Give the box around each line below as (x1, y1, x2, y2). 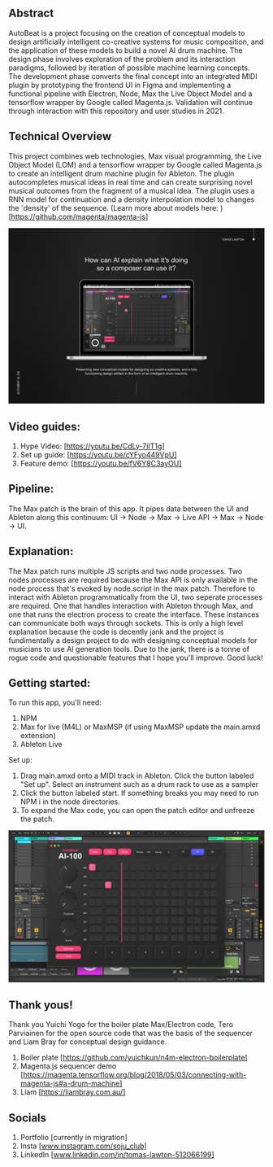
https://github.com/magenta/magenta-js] (11, 212, 149, 221)
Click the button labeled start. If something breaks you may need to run (19, 789, 259, 798)
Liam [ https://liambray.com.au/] (19, 1087, 126, 1097)
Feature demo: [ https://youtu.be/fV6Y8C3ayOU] (19, 458, 182, 468)
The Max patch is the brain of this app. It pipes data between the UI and (8, 504, 249, 514)
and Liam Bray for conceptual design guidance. (8, 1037, 167, 1047)
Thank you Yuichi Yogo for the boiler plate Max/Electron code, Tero (8, 1020, 234, 1029)
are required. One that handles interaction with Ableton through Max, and (8, 601, 253, 610)
